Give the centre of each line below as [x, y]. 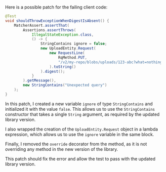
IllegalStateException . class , [62, 35]
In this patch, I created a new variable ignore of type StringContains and [79, 104]
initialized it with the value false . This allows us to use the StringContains [80, 109]
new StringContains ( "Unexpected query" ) [65, 85]
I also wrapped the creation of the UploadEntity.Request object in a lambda [82, 129]
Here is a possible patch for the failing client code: [56, 7]
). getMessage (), [40, 81]
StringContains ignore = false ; [74, 44]
